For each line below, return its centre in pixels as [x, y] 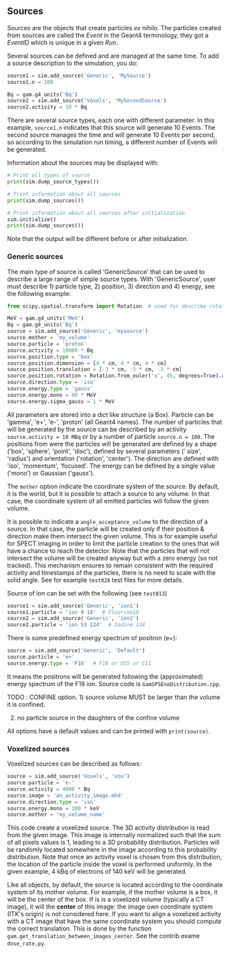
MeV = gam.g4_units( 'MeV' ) [46, 319]
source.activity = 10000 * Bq [50, 350]
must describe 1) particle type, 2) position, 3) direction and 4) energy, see [111, 286]
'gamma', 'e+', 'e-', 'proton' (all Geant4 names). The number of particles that [115, 422]
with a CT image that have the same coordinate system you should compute [114, 921]
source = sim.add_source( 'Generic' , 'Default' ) [76, 651]
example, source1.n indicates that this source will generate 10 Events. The [111, 128]
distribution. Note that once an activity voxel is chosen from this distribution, [115, 857]
